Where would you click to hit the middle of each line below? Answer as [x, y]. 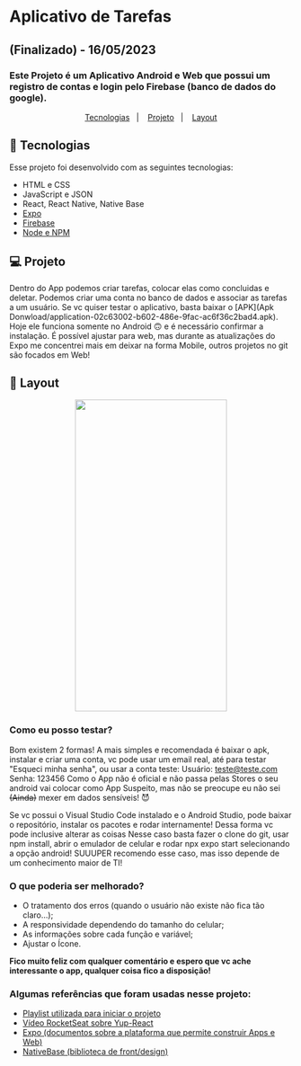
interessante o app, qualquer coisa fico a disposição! [110, 970]
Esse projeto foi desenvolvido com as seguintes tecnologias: [121, 167]
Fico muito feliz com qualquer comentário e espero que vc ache [130, 961]
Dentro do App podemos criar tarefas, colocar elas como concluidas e [139, 288]
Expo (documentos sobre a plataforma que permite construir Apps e [149, 1033]
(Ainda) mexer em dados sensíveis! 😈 [80, 797]
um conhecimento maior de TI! [66, 862]
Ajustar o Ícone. [52, 943]
